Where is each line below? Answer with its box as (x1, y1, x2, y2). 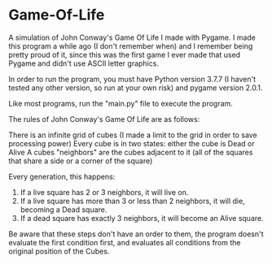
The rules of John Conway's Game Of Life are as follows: (8, 114, 200, 123)
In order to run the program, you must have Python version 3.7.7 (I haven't (8, 74, 257, 84)
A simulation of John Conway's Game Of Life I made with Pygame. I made (8, 32, 257, 42)
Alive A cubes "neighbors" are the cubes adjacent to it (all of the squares (8, 147, 253, 157)
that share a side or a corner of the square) (8, 156, 153, 166)
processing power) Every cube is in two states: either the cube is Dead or (8, 138, 255, 148)
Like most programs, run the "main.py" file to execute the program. (8, 98, 234, 108)
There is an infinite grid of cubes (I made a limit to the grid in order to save (8, 130, 258, 140)
